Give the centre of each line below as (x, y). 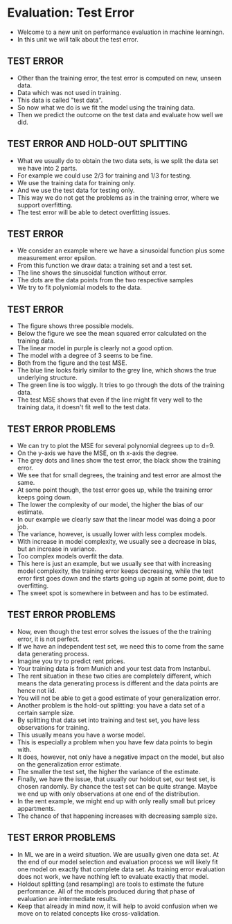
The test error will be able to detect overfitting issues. (94, 212)
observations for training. (53, 727)
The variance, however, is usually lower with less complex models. (112, 534)
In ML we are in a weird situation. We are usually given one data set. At (118, 854)
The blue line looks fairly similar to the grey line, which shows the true (117, 370)
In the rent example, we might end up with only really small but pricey (116, 801)
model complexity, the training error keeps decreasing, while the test (115, 571)
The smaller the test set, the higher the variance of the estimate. (109, 771)
